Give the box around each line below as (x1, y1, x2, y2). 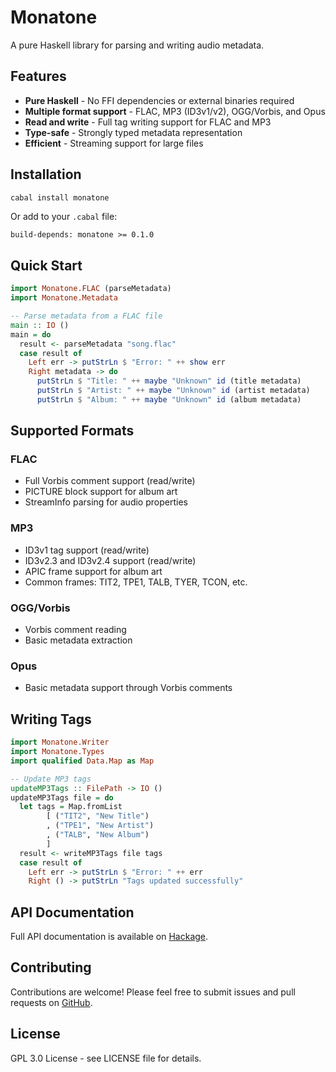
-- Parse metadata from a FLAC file (10, 311, 163, 321)
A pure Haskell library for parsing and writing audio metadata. (10, 39, 265, 51)
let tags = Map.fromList (19, 802, 123, 812)
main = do (10, 329, 52, 340)
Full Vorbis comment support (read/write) (24, 475, 196, 487)
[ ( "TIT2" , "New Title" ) (46, 811, 150, 821)
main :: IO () (10, 320, 70, 330)
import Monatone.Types (10, 747, 105, 757)
